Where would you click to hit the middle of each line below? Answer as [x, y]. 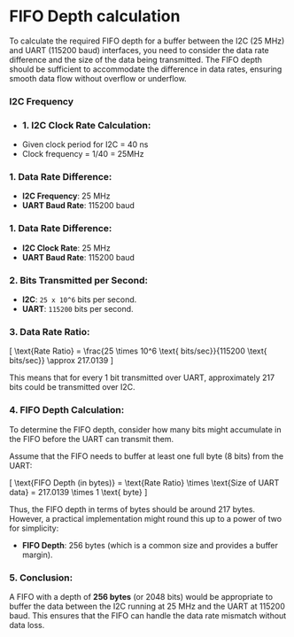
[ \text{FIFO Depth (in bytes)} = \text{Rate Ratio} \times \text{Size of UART [144, 482]
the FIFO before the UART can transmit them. [92, 439]
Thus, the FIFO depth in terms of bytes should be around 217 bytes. [132, 509]
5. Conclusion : [41, 578]
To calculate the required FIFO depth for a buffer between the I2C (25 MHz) [147, 41]
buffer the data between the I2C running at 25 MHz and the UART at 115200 [147, 606]
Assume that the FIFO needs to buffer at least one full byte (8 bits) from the [147, 456]
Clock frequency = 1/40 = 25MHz [83, 154]
